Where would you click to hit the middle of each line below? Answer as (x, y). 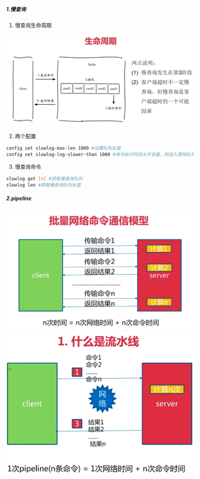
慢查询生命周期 (33, 25)
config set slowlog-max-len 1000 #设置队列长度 (63, 148)
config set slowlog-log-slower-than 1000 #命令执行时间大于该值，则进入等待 (96, 154)
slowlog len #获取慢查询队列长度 (44, 185)
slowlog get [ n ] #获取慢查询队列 (45, 179)
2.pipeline (19, 198)
